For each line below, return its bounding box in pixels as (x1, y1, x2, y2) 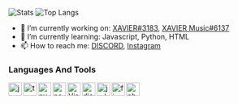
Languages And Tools (8, 64, 96, 75)
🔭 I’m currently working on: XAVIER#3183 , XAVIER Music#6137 (19, 23, 230, 32)
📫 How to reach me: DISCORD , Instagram (19, 41, 161, 50)
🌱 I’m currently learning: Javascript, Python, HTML (19, 32, 189, 41)
